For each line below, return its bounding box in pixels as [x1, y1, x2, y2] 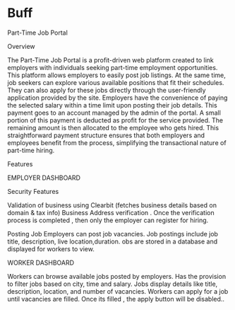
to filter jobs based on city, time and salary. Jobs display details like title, [7, 280, 218, 288]
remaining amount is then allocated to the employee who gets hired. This [7, 123, 219, 132]
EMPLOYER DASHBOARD [7, 173, 81, 182]
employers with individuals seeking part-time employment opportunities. [7, 63, 218, 71]
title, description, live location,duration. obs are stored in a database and [7, 237, 218, 246]
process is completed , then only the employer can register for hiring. [7, 216, 209, 224]
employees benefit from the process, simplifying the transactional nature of [7, 138, 227, 147]
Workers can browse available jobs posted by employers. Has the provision [7, 272, 227, 280]
